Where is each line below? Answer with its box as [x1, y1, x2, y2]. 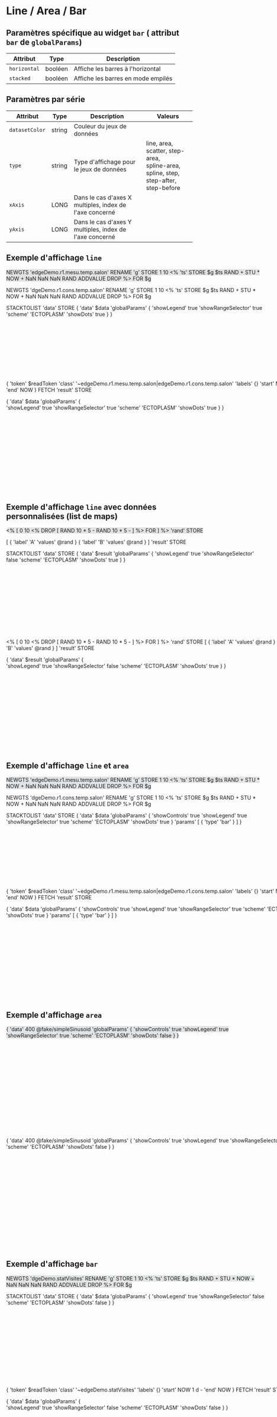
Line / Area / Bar [6, 4, 87, 18]
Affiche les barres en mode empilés [73, 74, 173, 83]
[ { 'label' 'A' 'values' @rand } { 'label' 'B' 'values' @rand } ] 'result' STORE [6, 538, 186, 546]
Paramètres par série [6, 94, 85, 104]
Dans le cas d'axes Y [73, 218, 132, 226]
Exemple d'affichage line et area [6, 760, 129, 771]
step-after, [146, 176, 177, 185]
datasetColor [9, 126, 46, 133]
